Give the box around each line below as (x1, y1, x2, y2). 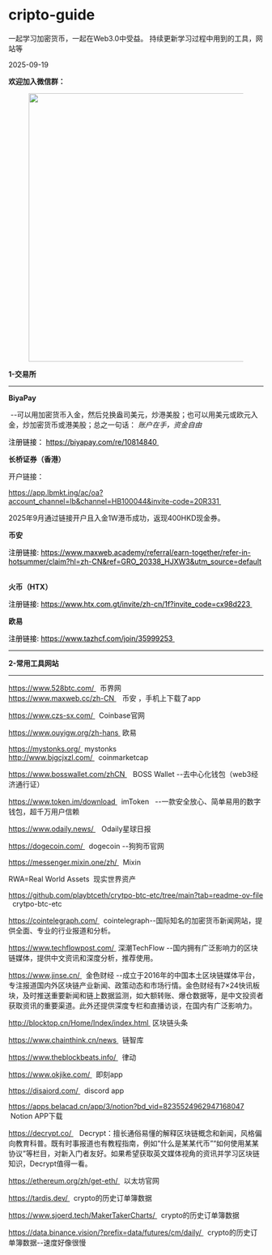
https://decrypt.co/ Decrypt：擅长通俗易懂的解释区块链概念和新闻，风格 (8, 1128, 255, 1138)
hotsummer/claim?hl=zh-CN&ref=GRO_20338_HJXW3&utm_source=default (8, 557, 261, 566)
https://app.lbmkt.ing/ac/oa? (8, 488, 104, 497)
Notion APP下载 (10, 1111, 63, 1121)
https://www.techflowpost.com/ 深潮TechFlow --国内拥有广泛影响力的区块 (8, 942, 258, 953)
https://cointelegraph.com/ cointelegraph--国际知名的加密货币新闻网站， (8, 916, 256, 925)
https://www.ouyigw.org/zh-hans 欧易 (8, 728, 138, 737)
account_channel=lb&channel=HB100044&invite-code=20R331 (8, 496, 220, 506)
